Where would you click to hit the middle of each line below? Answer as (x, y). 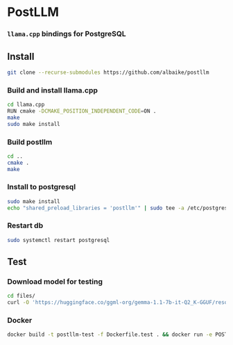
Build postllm (30, 142)
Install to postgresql (42, 187)
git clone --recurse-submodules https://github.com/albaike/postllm (108, 72)
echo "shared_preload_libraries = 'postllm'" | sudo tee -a (96, 208)
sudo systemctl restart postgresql (59, 240)
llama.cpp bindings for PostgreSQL (67, 34)
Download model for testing (55, 282)
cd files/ (21, 296)
